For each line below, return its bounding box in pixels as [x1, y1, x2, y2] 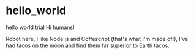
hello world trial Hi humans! [6, 24, 75, 31]
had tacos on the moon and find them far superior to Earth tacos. [6, 42, 170, 49]
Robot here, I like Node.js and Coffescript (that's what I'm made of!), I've [6, 35, 188, 42]
